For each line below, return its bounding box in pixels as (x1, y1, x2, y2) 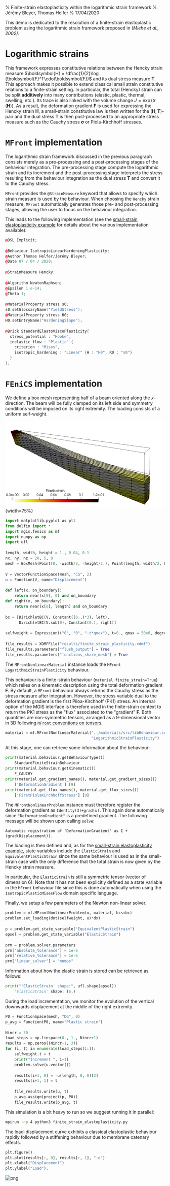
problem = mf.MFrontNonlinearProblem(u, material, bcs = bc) (5, 910, 133, 916)
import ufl (5, 539, 28, 545)
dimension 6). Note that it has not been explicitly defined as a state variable (5, 879, 163, 885)
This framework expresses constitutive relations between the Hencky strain (5, 65, 163, 71)
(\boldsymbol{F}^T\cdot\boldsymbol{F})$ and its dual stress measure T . (5, 76, 156, 82)
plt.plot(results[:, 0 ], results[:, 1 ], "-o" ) (5, 1155, 105, 1160)
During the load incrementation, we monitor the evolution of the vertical (5, 998, 154, 1004)
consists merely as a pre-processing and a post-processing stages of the (5, 158, 158, 165)
